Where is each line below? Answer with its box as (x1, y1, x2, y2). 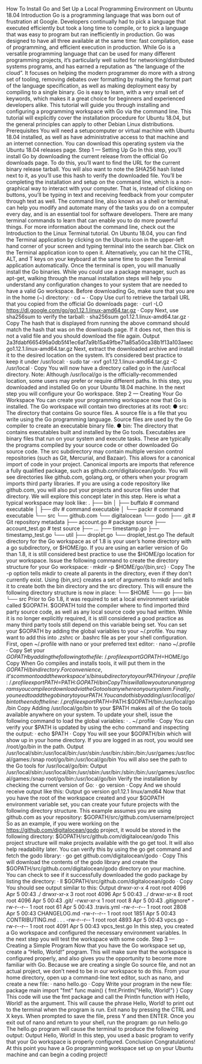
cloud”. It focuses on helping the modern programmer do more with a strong (6, 69, 195, 76)
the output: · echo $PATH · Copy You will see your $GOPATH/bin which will (6, 730, 191, 737)
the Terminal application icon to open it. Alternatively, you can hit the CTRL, (6, 249, 193, 256)
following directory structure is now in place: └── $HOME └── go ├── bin (6, 589, 192, 596)
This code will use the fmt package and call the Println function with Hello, (6, 993, 191, 1000)
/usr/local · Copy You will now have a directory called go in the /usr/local (6, 365, 186, 371)
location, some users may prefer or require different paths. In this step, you (6, 377, 192, 384)
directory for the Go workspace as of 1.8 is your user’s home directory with (6, 537, 192, 545)
